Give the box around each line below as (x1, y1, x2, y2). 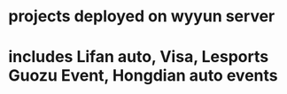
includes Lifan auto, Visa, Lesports (8, 47, 269, 67)
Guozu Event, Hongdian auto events (8, 66, 278, 86)
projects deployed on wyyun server (8, 6, 275, 27)
